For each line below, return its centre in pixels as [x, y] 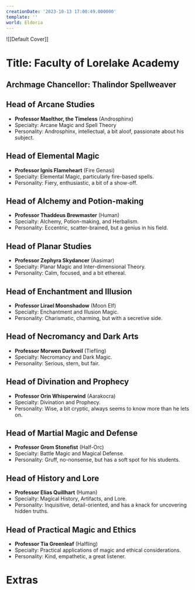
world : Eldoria [25, 22]
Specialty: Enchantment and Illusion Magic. [66, 312]
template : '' [22, 17]
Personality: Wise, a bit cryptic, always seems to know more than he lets [102, 408]
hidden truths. [31, 511]
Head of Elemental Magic [53, 156]
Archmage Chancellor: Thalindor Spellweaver [91, 84]
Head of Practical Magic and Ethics [71, 530]
